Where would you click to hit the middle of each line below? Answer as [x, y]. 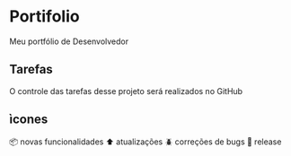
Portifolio [44, 17]
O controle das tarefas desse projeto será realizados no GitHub [126, 91]
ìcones [29, 120]
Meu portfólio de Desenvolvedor [69, 41]
